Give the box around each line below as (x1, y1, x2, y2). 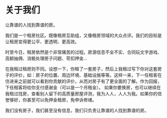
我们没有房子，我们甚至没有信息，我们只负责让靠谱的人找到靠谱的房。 (5, 107, 149, 113)
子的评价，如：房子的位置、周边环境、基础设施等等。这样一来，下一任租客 (5, 72, 158, 78)
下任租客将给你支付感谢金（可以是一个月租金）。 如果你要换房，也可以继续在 (5, 84, 161, 90)
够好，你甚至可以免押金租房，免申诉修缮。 (9, 97, 97, 103)
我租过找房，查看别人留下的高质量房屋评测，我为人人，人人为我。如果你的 (5, 90, 158, 97)
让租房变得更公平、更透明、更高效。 (5, 38, 80, 45)
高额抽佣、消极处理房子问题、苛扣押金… (5, 55, 88, 61)
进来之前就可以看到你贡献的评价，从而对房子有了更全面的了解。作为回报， (9, 78, 162, 84)
